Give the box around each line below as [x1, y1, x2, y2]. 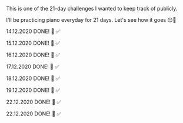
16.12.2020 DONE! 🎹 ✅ [6, 51, 61, 58]
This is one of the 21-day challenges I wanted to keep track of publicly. [6, 5, 178, 12]
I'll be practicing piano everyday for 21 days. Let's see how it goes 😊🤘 [6, 16, 177, 23]
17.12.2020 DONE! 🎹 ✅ [6, 63, 60, 70]
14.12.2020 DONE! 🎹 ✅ [6, 28, 61, 35]
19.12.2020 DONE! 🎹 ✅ [6, 87, 61, 94]
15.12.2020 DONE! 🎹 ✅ [6, 39, 61, 46]
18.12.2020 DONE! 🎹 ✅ [6, 75, 61, 82]
